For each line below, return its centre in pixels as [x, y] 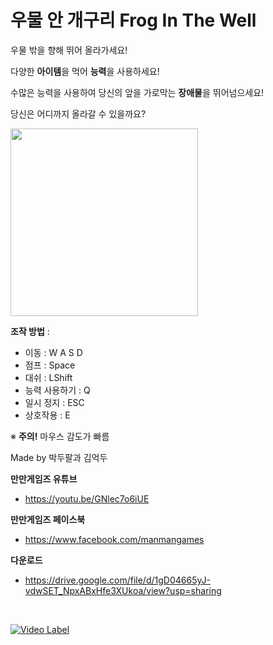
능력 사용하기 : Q [57, 390]
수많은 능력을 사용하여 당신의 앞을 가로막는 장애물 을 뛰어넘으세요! [137, 92]
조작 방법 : [30, 331]
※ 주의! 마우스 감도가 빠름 [60, 436]
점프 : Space [50, 365]
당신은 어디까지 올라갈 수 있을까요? [78, 113]
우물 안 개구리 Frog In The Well [133, 20]
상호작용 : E [47, 415]
